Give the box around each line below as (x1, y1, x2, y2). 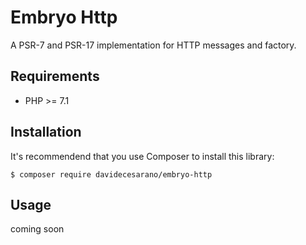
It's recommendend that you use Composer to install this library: (10, 150, 275, 162)
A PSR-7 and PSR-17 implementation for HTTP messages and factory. (10, 39, 297, 51)
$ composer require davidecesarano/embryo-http (10, 169, 213, 180)
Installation (10, 124, 82, 141)
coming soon (10, 223, 65, 235)
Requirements (10, 68, 100, 85)
